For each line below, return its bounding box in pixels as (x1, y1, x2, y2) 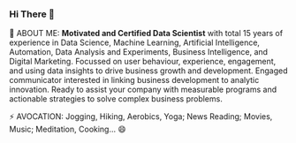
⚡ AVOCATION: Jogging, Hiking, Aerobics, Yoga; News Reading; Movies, (9, 111, 273, 122)
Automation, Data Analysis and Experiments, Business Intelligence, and (9, 47, 268, 57)
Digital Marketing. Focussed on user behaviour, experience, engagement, (9, 56, 277, 67)
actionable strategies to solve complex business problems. (9, 94, 223, 104)
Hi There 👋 (9, 8, 55, 20)
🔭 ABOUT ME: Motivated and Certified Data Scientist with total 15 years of (9, 28, 284, 39)
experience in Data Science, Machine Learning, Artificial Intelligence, (9, 37, 261, 48)
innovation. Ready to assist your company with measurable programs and (9, 84, 277, 95)
